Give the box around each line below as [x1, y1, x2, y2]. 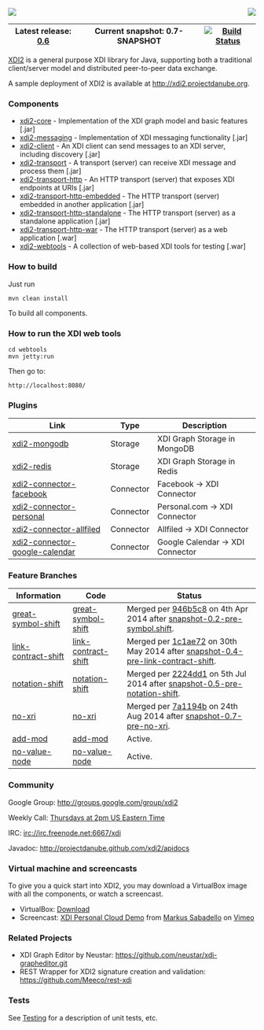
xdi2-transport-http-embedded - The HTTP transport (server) [19, 191, 220, 201]
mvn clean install [8, 294, 68, 302]
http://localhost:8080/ [8, 382, 86, 389]
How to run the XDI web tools [8, 327, 122, 338]
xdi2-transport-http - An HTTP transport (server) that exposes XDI [19, 175, 235, 184]
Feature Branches [8, 570, 78, 581]
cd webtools [8, 345, 47, 353]
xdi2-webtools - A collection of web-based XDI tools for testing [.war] [19, 242, 246, 251]
